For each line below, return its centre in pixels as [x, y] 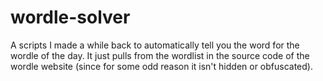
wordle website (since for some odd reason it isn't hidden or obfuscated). [161, 66]
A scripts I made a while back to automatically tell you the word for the [155, 45]
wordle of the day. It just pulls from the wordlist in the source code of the [160, 55]
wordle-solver [70, 17]
